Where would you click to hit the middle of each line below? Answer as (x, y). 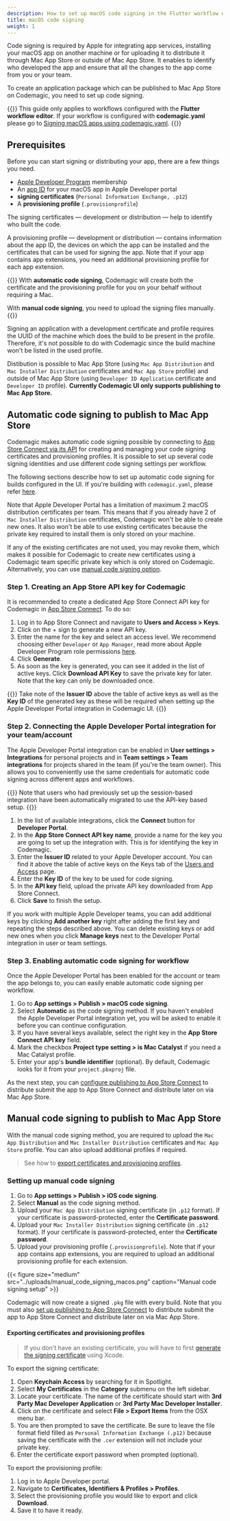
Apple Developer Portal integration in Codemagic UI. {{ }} (87, 709)
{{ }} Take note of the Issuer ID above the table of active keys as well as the (113, 694)
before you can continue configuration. (72, 1025)
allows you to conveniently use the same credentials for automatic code (108, 772)
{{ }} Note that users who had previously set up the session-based (100, 792)
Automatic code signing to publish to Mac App (108, 415)
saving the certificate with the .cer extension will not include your (110, 1440)
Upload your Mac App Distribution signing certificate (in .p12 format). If (118, 1210)
